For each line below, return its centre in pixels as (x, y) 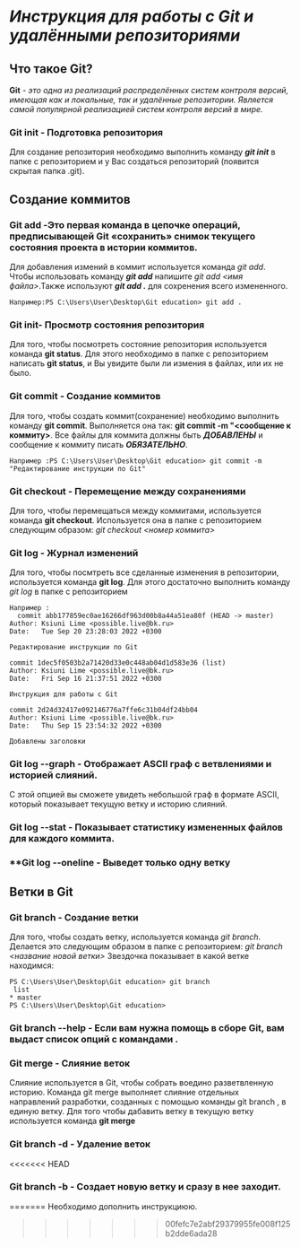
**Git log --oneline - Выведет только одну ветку (120, 863)
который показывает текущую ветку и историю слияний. (118, 804)
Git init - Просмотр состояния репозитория (107, 325)
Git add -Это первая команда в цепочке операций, (125, 224)
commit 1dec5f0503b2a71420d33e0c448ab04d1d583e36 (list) (118, 663)
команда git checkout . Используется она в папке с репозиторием (136, 520)
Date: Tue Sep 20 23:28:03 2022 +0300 (86, 632)
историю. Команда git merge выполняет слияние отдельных (124, 1093)
